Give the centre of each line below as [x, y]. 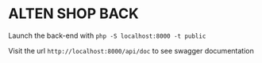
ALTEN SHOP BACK [73, 14]
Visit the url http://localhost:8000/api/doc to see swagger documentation [131, 50]
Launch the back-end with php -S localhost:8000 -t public [107, 35]
